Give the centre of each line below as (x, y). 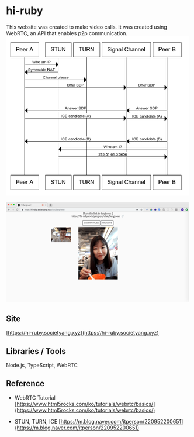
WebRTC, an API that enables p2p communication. (67, 33)
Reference (25, 383)
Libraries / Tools (36, 351)
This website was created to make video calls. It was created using (87, 27)
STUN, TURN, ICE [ (38, 421)
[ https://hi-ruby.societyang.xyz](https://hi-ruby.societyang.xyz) (82, 333)
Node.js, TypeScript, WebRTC (42, 365)
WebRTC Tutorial (35, 398)
